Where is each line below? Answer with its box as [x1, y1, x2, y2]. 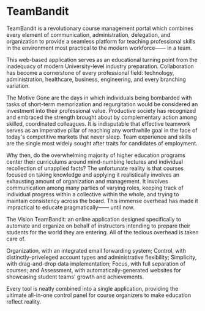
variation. [6, 82, 30, 90]
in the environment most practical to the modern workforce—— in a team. [6, 44, 192, 52]
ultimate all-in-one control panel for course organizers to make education [6, 291, 192, 299]
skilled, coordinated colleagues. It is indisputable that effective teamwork [6, 120, 191, 127]
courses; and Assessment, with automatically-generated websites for [6, 266, 182, 274]
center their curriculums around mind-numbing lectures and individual [6, 158, 184, 165]
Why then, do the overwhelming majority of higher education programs [6, 152, 185, 159]
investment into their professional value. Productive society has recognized [6, 107, 196, 114]
